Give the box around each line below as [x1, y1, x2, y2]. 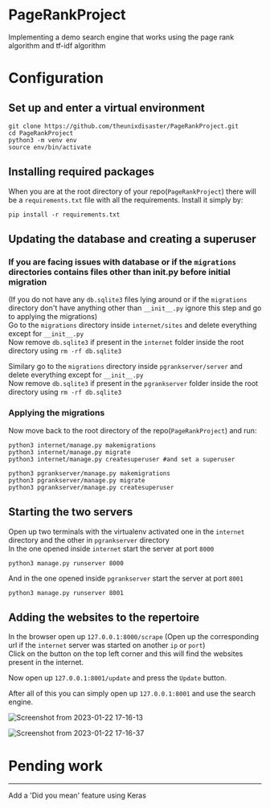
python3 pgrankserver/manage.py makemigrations [8, 469, 171, 478]
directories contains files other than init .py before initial [8, 267, 231, 278]
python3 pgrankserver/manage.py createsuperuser [8, 483, 174, 491]
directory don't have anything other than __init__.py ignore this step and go [8, 303, 262, 313]
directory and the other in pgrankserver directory [8, 535, 170, 544]
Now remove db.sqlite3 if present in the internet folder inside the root [8, 338, 244, 347]
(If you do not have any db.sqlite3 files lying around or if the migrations [8, 295, 247, 305]
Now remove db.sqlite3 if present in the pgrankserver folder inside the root [8, 379, 259, 388]
